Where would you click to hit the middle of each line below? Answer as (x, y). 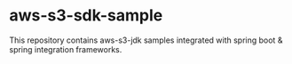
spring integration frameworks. (66, 49)
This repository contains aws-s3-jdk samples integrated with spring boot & (146, 40)
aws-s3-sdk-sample (86, 16)
